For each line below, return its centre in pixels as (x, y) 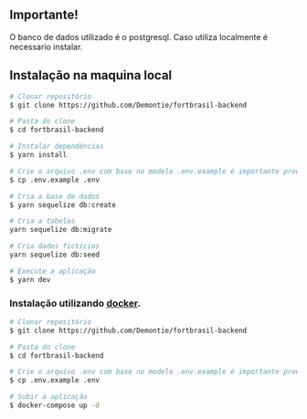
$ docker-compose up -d (55, 405)
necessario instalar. (46, 47)
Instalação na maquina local (91, 75)
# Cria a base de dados (55, 196)
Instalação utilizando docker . (75, 303)
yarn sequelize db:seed (55, 255)
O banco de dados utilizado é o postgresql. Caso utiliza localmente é (139, 37)
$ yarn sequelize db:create (63, 204)
